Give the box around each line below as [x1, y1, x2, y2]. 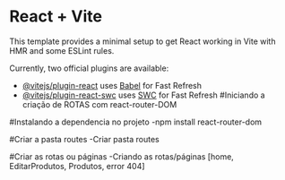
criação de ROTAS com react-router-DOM [22, 99, 177, 109]
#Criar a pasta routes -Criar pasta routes [9, 133, 160, 144]
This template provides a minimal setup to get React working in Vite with [9, 36, 276, 47]
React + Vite [9, 6, 103, 27]
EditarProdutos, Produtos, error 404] [9, 160, 145, 171]
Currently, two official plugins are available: [9, 63, 169, 73]
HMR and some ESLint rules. [9, 45, 115, 56]
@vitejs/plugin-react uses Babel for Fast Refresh [22, 80, 203, 90]
